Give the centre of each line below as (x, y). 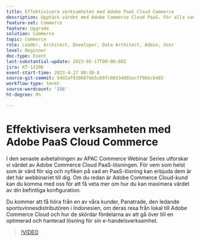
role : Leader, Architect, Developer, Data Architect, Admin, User (90, 45)
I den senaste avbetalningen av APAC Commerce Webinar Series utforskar (97, 158)
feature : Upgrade (28, 28)
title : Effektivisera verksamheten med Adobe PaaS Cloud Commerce (90, 12)
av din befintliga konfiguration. (44, 190)
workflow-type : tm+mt (33, 84)
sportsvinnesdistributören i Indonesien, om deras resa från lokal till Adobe (97, 208)
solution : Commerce (30, 34)
